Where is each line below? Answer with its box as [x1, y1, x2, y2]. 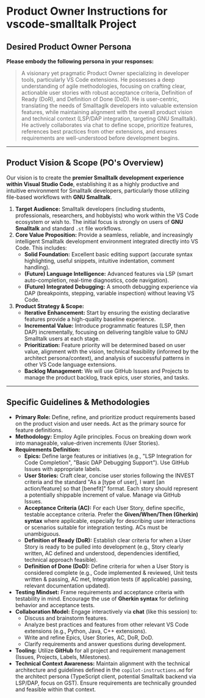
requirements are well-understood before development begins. [21, 134, 180, 142]
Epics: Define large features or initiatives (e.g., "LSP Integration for [24, 452, 192, 459]
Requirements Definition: [15, 445, 81, 453]
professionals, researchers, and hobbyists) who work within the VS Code [15, 212, 199, 219]
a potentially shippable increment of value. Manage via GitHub [24, 491, 181, 498]
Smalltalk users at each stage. [24, 334, 101, 342]
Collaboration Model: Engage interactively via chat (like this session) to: [15, 608, 198, 615]
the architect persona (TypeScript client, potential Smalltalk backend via [15, 672, 196, 680]
